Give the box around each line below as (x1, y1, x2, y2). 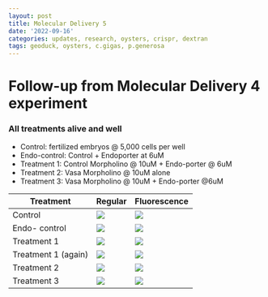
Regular (96, 196, 127, 207)
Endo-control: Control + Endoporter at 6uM (19, 150, 164, 160)
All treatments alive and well (8, 123, 123, 135)
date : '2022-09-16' (8, 27, 74, 35)
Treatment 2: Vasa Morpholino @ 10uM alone (19, 167, 171, 177)
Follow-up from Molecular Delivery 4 (8, 77, 261, 96)
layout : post (8, 11, 53, 20)
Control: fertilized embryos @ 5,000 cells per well (19, 141, 186, 151)
